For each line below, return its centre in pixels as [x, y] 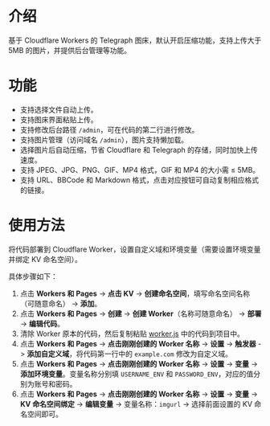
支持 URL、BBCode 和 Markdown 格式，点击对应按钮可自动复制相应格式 [139, 180]
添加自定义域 [48, 354]
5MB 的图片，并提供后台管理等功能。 [70, 50]
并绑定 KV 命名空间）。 [45, 259]
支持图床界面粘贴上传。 [59, 119]
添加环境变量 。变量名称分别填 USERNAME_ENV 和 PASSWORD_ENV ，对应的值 [137, 374]
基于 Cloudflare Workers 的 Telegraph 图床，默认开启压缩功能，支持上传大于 [135, 40]
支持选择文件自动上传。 [59, 109]
